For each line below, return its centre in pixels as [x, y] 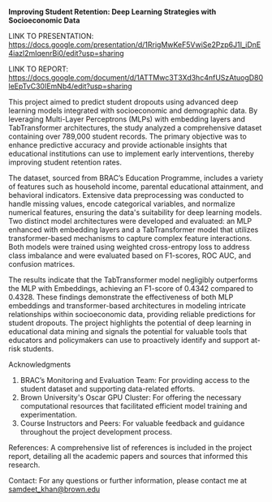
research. [24, 465]
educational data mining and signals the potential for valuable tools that [128, 331]
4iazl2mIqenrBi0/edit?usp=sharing [66, 53]
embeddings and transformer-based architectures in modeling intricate [127, 306]
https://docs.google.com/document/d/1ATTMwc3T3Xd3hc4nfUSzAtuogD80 [136, 77]
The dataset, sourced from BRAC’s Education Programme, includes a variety [136, 178]
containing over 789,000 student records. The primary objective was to [128, 136]
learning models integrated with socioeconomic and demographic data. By [133, 110]
